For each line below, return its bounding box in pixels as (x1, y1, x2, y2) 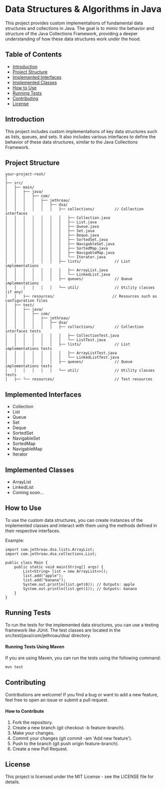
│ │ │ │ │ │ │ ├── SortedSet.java (5, 237, 108, 242)
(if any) (5, 290, 23, 295)
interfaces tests (5, 329, 41, 334)
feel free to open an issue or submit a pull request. (5, 697, 109, 703)
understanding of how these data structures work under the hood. (5, 36, 141, 42)
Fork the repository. (12, 719, 53, 725)
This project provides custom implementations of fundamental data (5, 20, 143, 26)
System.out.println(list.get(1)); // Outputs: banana (23, 586, 137, 591)
